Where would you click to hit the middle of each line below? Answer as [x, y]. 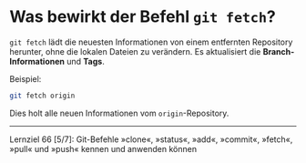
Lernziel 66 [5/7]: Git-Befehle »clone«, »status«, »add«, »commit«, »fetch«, [151, 139]
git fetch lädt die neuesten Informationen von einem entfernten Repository [151, 42]
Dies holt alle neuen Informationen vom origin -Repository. [119, 113]
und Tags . [86, 61]
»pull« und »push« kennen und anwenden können [103, 148]
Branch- [279, 51]
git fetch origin [42, 96]
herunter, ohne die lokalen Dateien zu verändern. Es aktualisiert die [135, 51]
